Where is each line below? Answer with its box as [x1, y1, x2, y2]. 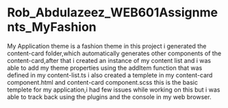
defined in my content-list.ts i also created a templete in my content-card [7, 70, 213, 79]
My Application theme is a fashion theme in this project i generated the [7, 42, 207, 50]
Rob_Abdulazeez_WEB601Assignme [7, 5, 218, 21]
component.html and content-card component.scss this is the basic [7, 78, 199, 86]
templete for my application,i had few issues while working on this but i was [7, 85, 220, 94]
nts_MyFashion [7, 19, 97, 35]
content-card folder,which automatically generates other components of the [7, 49, 222, 57]
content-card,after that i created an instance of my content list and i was [7, 56, 211, 64]
